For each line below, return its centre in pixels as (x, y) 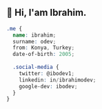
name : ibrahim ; (34, 35)
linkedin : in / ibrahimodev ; (58, 80)
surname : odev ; (34, 41)
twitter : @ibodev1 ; (47, 73)
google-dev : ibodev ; (48, 86)
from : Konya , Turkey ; (44, 48)
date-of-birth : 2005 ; (44, 54)
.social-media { (36, 67)
